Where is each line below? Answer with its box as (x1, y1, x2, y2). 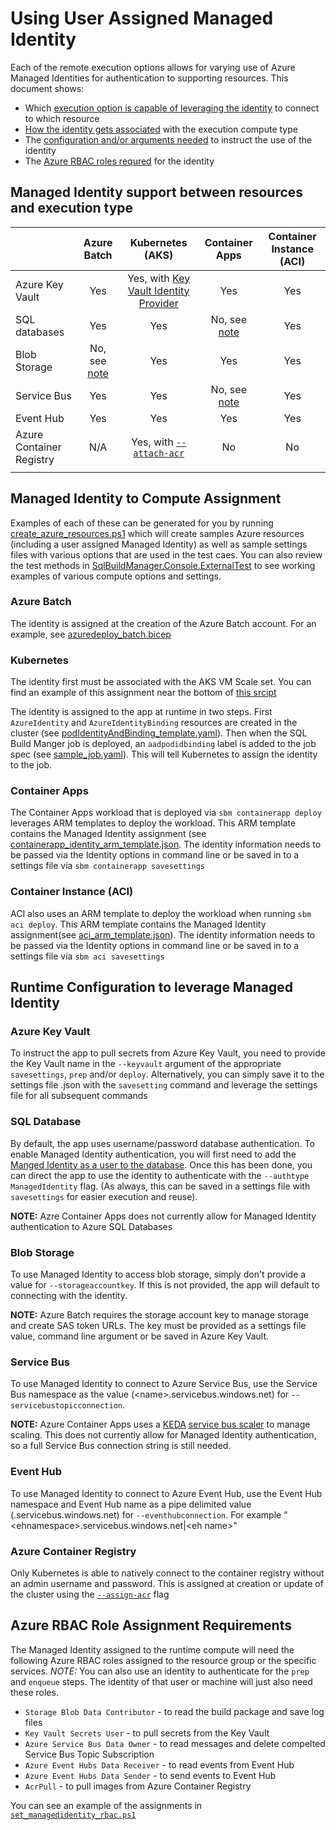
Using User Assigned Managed (10, 7, 274, 30)
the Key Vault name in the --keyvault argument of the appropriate (10, 1058, 282, 1070)
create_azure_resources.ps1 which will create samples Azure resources (10, 527, 305, 539)
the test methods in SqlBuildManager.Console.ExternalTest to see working (10, 559, 316, 571)
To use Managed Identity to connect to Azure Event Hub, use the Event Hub (10, 1487, 323, 1499)
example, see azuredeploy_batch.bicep (10, 628, 172, 640)
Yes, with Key (127, 271, 191, 285)
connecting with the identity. (10, 1290, 128, 1302)
